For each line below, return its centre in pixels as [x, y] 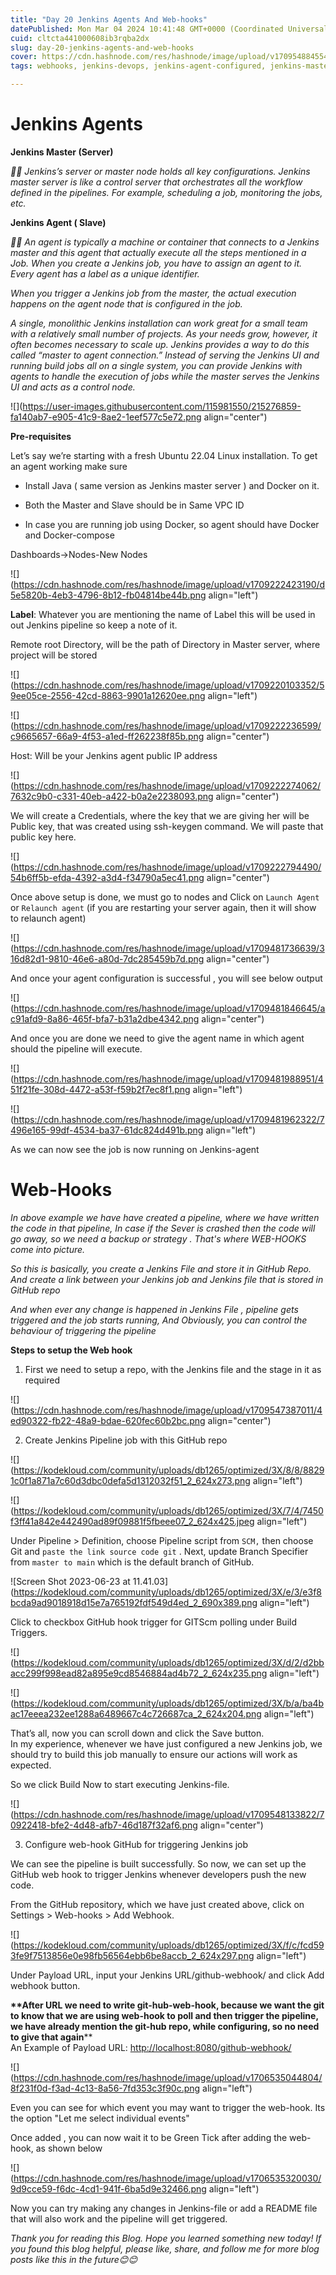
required [42, 1380]
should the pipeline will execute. [76, 1048]
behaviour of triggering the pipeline [83, 1330]
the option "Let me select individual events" [100, 2118]
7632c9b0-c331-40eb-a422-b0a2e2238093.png [112, 796]
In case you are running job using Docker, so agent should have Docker [172, 524]
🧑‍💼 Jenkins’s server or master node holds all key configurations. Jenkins [160, 171]
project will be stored [54, 655]
